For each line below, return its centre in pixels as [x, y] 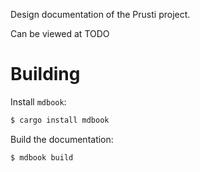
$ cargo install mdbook [60, 120]
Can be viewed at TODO [60, 33]
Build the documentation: [62, 139]
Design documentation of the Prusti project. [100, 14]
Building [45, 74]
